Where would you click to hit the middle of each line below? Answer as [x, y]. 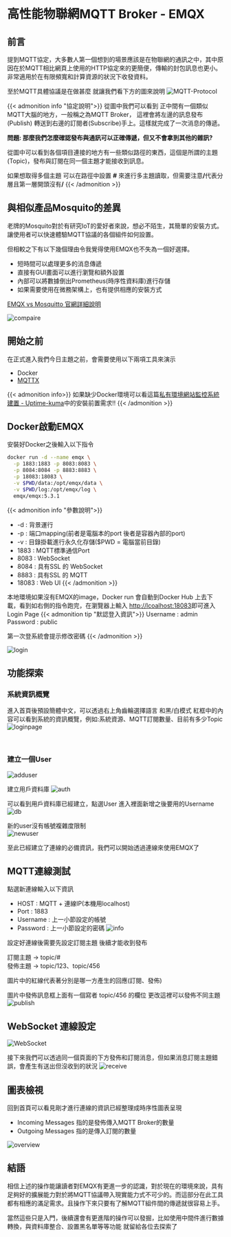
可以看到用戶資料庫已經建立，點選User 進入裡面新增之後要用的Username [111, 804]
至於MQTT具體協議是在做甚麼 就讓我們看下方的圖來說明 [86, 91]
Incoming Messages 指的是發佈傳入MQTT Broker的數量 [96, 1122]
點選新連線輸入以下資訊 [40, 889]
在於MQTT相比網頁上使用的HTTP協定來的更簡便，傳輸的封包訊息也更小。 [117, 68]
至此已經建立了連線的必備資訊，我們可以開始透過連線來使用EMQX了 [103, 848]
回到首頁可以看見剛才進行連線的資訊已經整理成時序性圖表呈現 [95, 1108]
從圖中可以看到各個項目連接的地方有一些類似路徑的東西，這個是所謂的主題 [112, 152]
